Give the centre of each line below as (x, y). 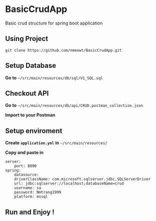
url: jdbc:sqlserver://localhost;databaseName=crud (69, 183)
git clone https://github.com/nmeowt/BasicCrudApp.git (63, 50)
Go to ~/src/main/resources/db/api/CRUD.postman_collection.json (74, 105)
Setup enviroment (34, 131)
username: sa (28, 188)
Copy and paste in (24, 152)
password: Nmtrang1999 (38, 192)
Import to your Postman (30, 115)
